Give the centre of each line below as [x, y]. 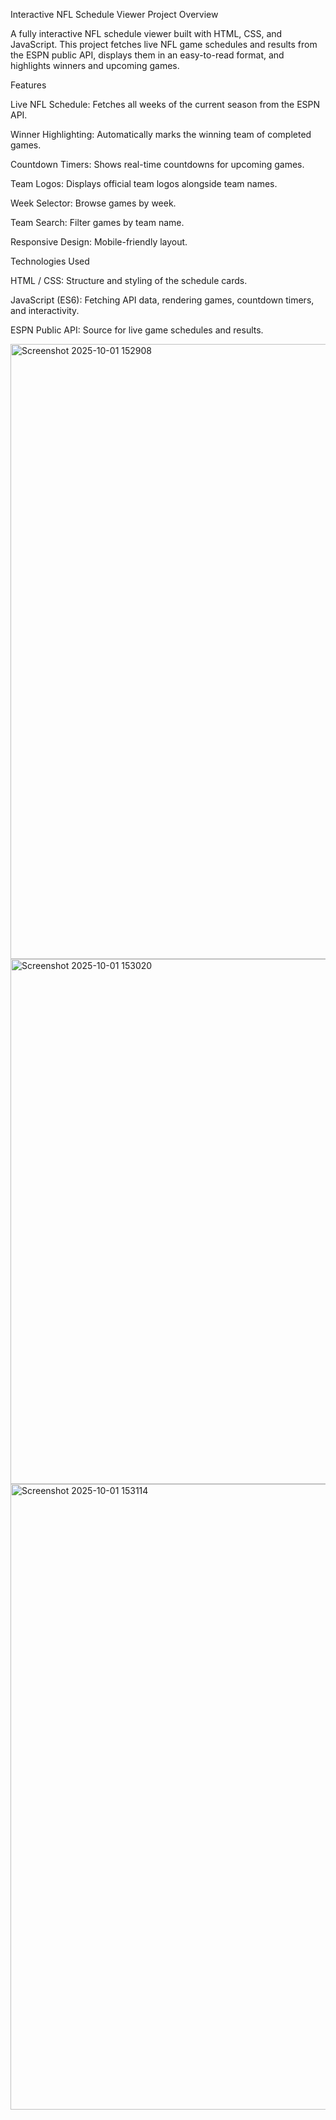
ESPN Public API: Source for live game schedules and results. [137, 330]
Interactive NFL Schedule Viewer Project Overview [114, 14]
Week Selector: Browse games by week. [93, 203]
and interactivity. [45, 310]
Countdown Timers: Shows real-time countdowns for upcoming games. [157, 164]
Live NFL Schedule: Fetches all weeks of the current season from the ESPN [165, 104]
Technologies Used [50, 261]
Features [28, 85]
